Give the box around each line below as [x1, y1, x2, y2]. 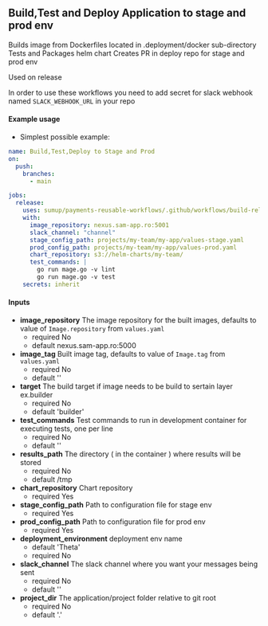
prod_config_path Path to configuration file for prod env [19, 517, 206, 526]
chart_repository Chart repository [19, 483, 133, 492]
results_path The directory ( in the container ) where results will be [19, 449, 242, 459]
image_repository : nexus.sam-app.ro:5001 [29, 221, 170, 229]
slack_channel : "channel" [29, 229, 116, 237]
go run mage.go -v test [37, 273, 116, 281]
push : [15, 162, 34, 170]
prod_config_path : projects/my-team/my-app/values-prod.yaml [29, 243, 238, 252]
